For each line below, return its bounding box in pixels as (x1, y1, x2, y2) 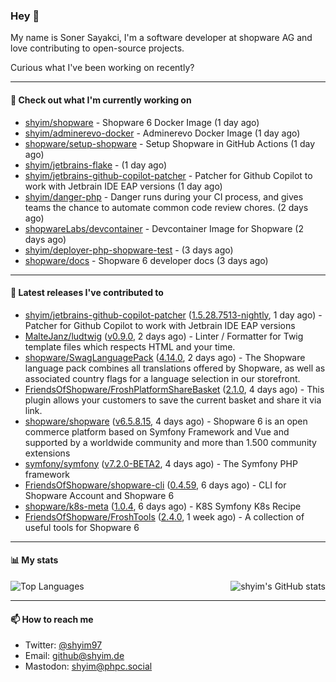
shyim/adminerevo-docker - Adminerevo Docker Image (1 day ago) (24, 127, 301, 139)
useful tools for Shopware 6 (24, 521, 140, 533)
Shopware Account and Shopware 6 (24, 489, 175, 501)
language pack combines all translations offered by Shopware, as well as (24, 362, 326, 374)
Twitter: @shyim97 (24, 639, 103, 651)
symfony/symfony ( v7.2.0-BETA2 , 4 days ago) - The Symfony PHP (24, 457, 298, 469)
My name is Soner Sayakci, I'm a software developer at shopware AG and (10, 32, 313, 44)
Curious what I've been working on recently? (10, 62, 195, 74)
